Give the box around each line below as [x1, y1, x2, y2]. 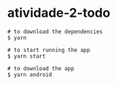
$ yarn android [7, 71, 52, 78]
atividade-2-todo [7, 5, 111, 21]
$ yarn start [7, 53, 46, 60]
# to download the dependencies [7, 28, 103, 35]
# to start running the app [7, 46, 91, 53]
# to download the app [7, 65, 74, 72]
